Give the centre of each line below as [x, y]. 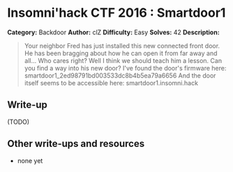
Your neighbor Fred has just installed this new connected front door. [122, 45]
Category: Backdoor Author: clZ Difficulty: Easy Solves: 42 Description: [113, 32]
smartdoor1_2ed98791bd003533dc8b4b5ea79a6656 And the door [120, 76]
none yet [30, 160]
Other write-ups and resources [76, 144]
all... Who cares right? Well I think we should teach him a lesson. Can [123, 60]
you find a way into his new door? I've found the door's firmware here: [125, 68]
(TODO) [18, 122]
